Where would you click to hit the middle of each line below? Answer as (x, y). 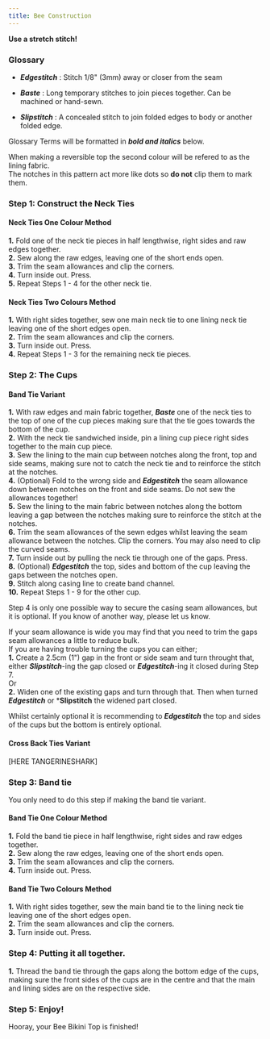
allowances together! (43, 498)
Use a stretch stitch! (43, 39)
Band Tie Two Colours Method (60, 889)
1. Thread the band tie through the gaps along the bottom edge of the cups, (134, 971)
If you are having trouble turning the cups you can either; (103, 649)
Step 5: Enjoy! (36, 1009)
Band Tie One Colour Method (58, 818)
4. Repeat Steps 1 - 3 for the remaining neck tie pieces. (100, 354)
